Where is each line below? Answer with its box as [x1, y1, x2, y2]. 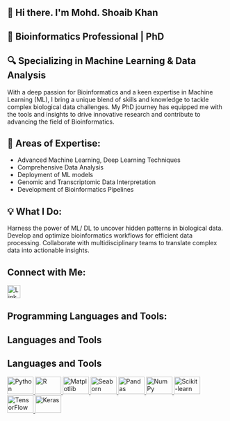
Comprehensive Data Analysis [17, 163, 104, 172]
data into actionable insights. [7, 246, 90, 254]
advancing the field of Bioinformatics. [7, 117, 115, 126]
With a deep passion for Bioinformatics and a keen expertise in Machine [7, 88, 213, 96]
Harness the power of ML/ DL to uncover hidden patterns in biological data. [7, 224, 224, 233]
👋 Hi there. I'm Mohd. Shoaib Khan [7, 7, 158, 19]
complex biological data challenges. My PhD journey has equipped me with [7, 102, 222, 111]
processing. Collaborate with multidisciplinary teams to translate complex [7, 239, 217, 247]
